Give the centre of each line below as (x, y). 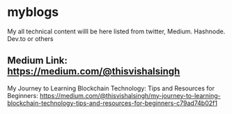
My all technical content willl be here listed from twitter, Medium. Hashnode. (116, 31)
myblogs (33, 12)
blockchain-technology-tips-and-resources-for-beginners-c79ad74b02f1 (113, 103)
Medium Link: (38, 61)
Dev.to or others (30, 38)
